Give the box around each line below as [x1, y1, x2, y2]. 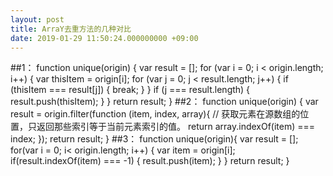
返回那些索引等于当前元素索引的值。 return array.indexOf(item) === [36, 121, 316, 133]
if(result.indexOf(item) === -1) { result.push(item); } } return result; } [10, 155, 290, 167]
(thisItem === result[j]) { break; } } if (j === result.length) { [10, 84, 251, 96]
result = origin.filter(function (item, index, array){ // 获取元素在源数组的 [10, 108, 301, 120]
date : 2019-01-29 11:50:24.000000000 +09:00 [10, 33, 199, 43]
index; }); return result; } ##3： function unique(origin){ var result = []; [10, 133, 299, 145]
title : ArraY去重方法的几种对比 [10, 24, 132, 34]
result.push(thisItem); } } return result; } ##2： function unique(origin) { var [10, 96, 319, 108]
